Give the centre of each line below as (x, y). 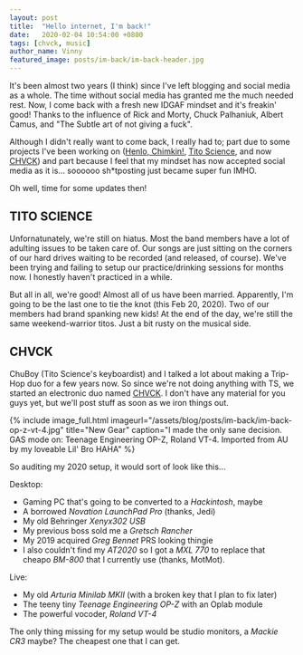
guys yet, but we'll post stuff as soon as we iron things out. (119, 402)
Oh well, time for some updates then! (78, 188)
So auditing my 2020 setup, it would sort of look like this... (118, 467)
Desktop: (26, 484)
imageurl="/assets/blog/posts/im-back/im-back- (201, 420)
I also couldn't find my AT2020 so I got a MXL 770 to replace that (144, 550)
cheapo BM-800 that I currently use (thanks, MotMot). (123, 559)
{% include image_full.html (59, 420)
